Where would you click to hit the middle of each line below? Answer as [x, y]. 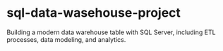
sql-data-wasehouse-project [94, 13]
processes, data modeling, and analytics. [66, 39]
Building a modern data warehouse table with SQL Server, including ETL [111, 32]
